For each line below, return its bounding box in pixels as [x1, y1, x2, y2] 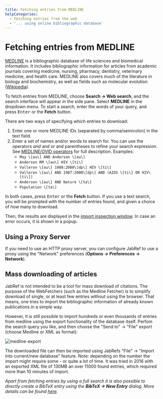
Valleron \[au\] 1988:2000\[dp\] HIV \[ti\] [19, 165, 112, 170]
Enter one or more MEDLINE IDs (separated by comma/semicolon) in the [12, 128, 158, 134]
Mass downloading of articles [5, 270, 98, 278]
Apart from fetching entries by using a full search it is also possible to [5, 378, 145, 384]
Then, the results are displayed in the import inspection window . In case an [5, 213, 156, 219]
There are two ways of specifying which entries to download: [5, 118, 128, 125]
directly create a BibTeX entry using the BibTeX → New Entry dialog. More [5, 383, 155, 389]
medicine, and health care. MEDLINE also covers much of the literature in [5, 74, 152, 80]
